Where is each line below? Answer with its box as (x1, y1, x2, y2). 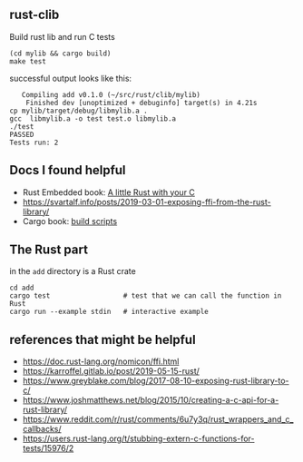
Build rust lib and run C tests (9, 31, 115, 42)
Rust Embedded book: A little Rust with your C (22, 186, 195, 198)
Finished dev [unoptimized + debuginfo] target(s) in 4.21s (25, 98, 258, 107)
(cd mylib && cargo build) (9, 49, 112, 58)
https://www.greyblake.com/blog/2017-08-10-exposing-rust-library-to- (22, 376, 289, 387)
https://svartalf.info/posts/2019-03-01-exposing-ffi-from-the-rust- (22, 196, 272, 207)
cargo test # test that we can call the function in (9, 291, 282, 300)
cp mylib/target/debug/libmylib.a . (9, 106, 148, 115)
